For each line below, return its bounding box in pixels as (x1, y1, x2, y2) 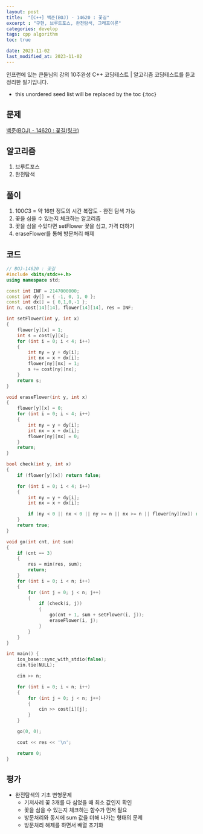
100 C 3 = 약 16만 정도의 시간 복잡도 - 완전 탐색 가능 (14, 207, 136, 215)
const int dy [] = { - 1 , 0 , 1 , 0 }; (6, 294, 96, 300)
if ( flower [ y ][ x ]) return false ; (17, 472, 101, 478)
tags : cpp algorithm (6, 31, 59, 37)
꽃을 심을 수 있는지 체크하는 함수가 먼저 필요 (24, 806, 127, 813)
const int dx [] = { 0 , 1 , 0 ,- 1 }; (6, 299, 88, 305)
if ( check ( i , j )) (38, 601, 83, 607)
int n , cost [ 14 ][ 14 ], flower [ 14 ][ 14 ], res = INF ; (6, 305, 134, 311)
